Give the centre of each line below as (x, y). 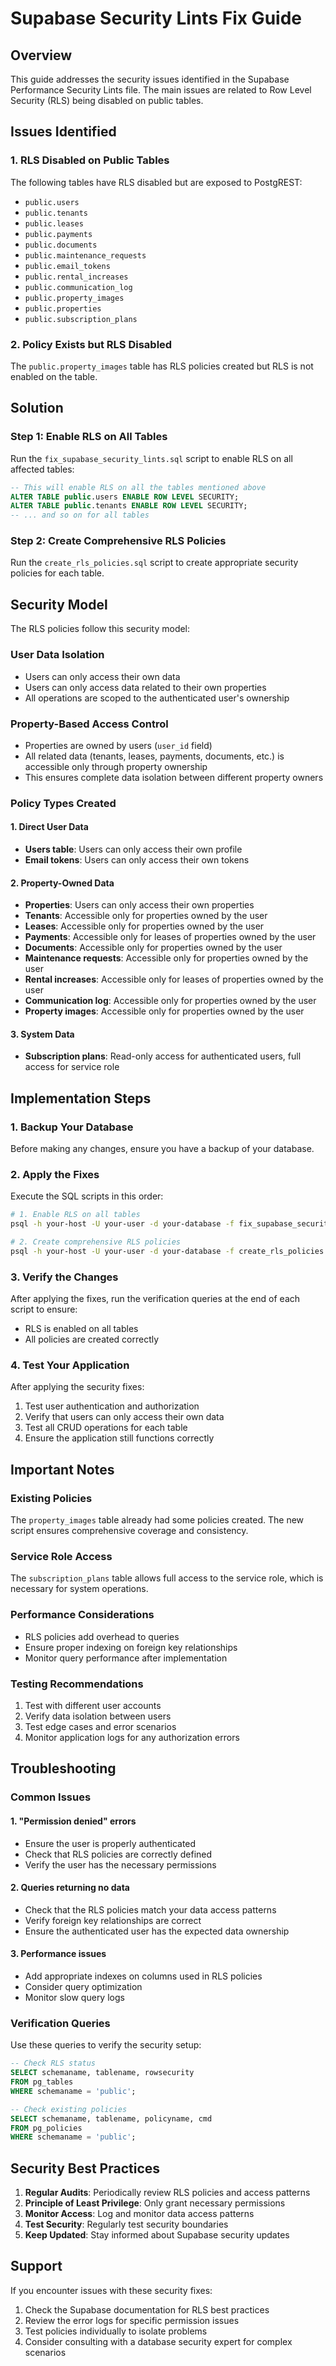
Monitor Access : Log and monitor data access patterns (139, 2214)
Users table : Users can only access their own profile (133, 849)
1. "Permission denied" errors (73, 1821)
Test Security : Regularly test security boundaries (126, 2224)
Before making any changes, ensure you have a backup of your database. (162, 1149)
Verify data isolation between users (98, 1716)
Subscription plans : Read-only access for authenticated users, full (163, 1056)
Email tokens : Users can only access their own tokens (137, 860)
